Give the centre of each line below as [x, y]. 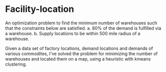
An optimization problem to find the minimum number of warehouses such [81, 23]
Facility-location [40, 9]
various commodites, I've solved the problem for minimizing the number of [82, 54]
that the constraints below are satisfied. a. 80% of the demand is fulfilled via [83, 28]
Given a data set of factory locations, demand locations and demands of [79, 48]
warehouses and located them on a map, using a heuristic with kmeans [78, 59]
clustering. [16, 64]
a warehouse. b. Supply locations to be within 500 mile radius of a [73, 33]
